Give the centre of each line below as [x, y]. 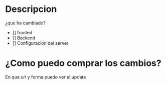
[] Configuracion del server [40, 43]
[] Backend [24, 38]
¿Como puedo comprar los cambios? [83, 63]
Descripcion [31, 9]
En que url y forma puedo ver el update [46, 77]
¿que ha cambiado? [26, 23]
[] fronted [22, 32]
